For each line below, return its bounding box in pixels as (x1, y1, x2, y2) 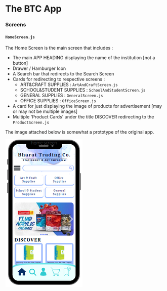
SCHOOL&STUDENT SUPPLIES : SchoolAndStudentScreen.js (20, 87, 146, 93)
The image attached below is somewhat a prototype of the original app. (5, 129, 154, 135)
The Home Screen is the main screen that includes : (5, 45, 113, 51)
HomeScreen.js (5, 34, 35, 39)
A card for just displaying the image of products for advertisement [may (12, 103, 162, 109)
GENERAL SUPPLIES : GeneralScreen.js (20, 92, 103, 99)
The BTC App (5, 3, 62, 15)
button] (12, 60, 28, 66)
